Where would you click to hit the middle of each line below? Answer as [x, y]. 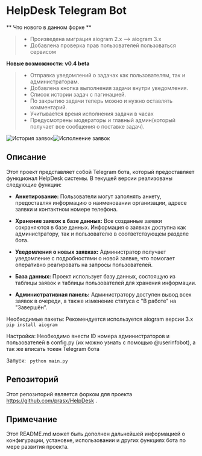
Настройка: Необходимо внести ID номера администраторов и [88, 336]
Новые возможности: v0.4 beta [48, 63]
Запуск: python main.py [37, 361]
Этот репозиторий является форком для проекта [69, 394]
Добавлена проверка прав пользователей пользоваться [103, 45]
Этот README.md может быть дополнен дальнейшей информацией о [96, 434]
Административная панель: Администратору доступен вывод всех [103, 294]
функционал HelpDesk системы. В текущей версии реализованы [90, 178]
